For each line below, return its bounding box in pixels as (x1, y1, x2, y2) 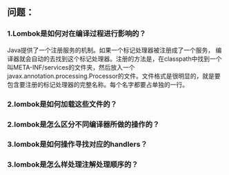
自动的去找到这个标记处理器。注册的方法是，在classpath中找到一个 (30, 54, 222, 63)
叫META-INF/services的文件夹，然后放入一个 (7, 63, 136, 71)
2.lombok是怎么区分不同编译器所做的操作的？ (7, 119, 160, 129)
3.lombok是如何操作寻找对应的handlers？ (7, 140, 148, 150)
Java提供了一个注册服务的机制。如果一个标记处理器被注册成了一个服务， (7, 45, 215, 54)
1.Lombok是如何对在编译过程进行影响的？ (7, 29, 146, 39)
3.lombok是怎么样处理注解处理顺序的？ (7, 160, 139, 169)
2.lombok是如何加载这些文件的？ (7, 99, 117, 109)
